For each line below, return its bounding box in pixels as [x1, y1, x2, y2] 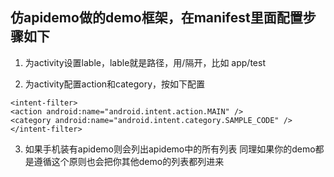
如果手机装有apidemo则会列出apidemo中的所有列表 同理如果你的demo [24, 143, 316, 155]
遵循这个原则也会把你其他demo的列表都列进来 [33, 155, 225, 167]
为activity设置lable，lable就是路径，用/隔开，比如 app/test [24, 56, 266, 68]
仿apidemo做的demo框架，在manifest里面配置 [10, 9, 303, 27]
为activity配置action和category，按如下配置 [24, 78, 206, 90]
